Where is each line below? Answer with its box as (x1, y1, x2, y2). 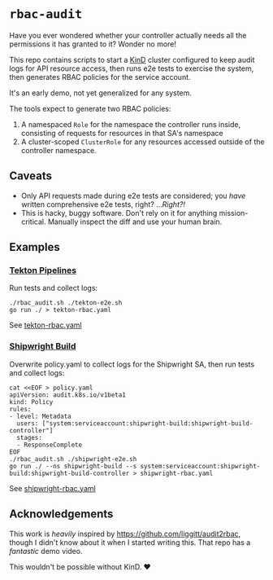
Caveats (9, 169, 52, 183)
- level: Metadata (9, 412, 71, 420)
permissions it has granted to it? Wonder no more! (9, 39, 177, 49)
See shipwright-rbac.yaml (9, 483, 96, 493)
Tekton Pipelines (9, 265, 76, 276)
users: (16, 419, 39, 428)
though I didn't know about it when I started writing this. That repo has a (9, 537, 251, 547)
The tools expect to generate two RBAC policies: (9, 103, 171, 113)
